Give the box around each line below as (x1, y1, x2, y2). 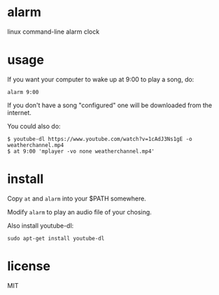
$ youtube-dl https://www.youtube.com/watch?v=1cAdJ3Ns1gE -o (7, 135, 192, 142)
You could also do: (7, 122, 61, 130)
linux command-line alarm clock (7, 27, 100, 36)
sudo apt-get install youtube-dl (7, 235, 105, 242)
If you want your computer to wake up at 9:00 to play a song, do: (7, 75, 195, 83)
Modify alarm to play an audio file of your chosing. (7, 207, 152, 216)
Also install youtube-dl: (7, 221, 74, 230)
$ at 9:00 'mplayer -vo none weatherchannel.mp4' (7, 148, 155, 155)
